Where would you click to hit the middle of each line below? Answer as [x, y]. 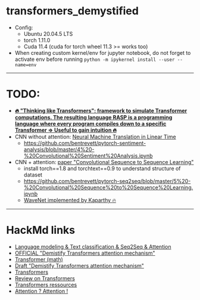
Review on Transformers [45, 278]
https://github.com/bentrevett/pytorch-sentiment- [85, 143]
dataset [33, 175]
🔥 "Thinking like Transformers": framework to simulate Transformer [101, 110]
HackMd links [41, 230]
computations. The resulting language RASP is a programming [93, 117]
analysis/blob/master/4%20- [59, 149]
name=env [26, 65]
